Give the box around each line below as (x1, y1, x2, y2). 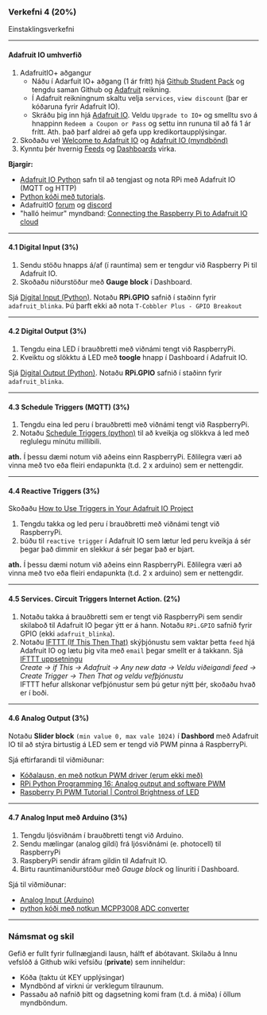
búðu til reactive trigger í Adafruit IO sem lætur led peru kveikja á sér (19, 536, 251, 546)
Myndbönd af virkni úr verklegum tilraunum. (19, 981, 164, 991)
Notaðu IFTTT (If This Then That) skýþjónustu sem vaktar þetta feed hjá (19, 637, 256, 646)
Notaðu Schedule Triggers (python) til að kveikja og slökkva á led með (19, 428, 250, 438)
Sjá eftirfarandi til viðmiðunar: (8, 754, 105, 765)
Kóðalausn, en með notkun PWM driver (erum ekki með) (19, 770, 203, 780)
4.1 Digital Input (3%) (8, 242, 79, 252)
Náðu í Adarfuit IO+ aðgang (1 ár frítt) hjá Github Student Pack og (31, 76, 245, 86)
